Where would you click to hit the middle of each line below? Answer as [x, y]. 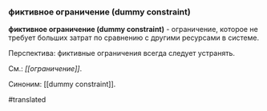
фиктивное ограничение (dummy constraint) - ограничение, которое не [133, 30]
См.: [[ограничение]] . [45, 69]
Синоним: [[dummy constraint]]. [62, 84]
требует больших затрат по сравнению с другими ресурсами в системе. [133, 38]
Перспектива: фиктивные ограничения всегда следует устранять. [121, 54]
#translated [27, 100]
